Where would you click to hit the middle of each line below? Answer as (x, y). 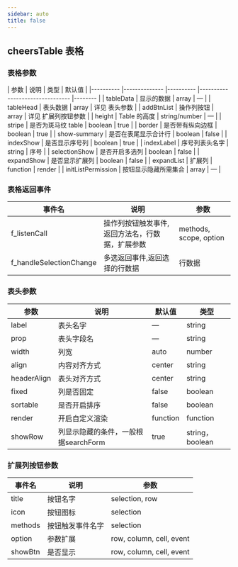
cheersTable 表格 (46, 51)
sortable (25, 405)
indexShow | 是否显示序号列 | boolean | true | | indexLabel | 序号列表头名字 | (118, 143)
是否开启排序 (79, 405)
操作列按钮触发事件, (137, 223)
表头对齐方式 (79, 378)
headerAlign (31, 378)
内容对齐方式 (79, 365)
